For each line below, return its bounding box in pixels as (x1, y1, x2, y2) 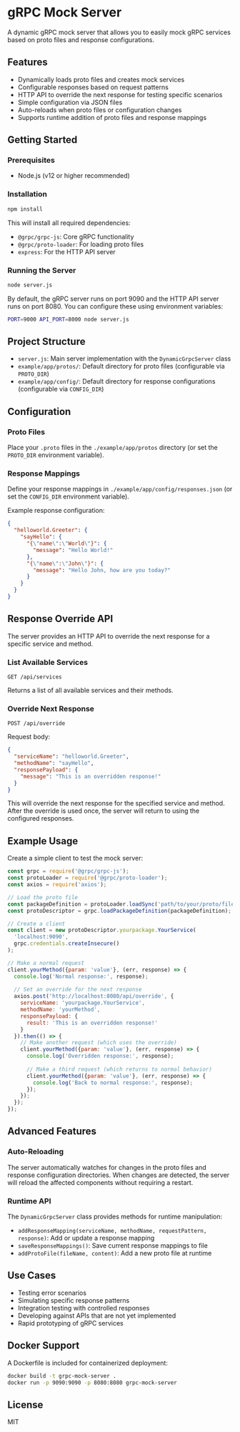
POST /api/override (7, 720, 66, 727)
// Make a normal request (7, 959, 84, 966)
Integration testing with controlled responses (17, 1303, 150, 1312)
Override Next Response (7, 704, 95, 714)
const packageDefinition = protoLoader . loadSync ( (7, 901, 159, 908)
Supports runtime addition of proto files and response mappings (17, 113, 207, 121)
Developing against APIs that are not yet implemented (17, 1311, 176, 1320)
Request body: (7, 733, 51, 741)
